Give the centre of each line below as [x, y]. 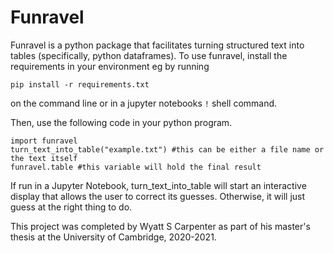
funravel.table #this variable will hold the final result [136, 167]
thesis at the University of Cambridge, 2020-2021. [113, 237]
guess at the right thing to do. [71, 207]
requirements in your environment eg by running [110, 66]
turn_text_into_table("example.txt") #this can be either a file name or [167, 149]
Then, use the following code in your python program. [121, 122]
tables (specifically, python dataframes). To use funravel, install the [149, 55]
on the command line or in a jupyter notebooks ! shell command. [144, 103]
